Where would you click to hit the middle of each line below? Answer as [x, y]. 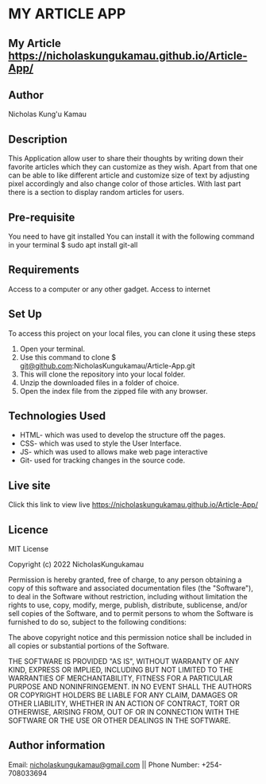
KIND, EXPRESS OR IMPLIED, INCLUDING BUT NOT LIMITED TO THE [121, 670]
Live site [29, 485]
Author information [57, 745]
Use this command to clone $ [68, 357]
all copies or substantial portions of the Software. [89, 646]
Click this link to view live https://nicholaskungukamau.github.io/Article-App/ [133, 505]
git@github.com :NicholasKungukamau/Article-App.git [108, 365]
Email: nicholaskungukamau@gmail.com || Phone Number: [104, 764]
